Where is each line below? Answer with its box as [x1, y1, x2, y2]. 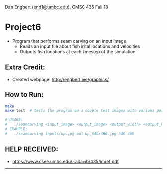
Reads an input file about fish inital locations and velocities [19, 43, 140, 49]
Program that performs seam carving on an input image [12, 38, 127, 44]
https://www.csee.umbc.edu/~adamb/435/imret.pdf [12, 158, 119, 164]
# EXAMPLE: [5, 127, 28, 132]
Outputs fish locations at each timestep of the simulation [19, 48, 136, 54]
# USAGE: [5, 117, 23, 122]
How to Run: [5, 90, 44, 99]
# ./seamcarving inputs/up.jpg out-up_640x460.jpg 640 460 [5, 131, 135, 136]
